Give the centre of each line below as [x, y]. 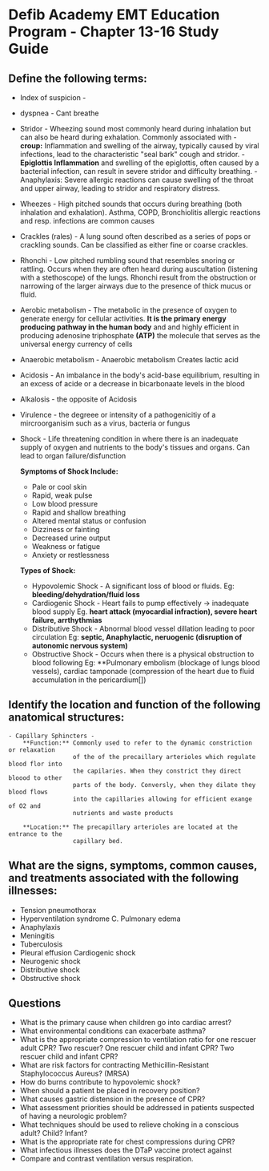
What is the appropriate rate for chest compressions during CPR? [127, 1142]
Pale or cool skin [59, 487]
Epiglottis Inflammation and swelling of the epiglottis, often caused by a [139, 163]
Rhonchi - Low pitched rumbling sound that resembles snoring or [127, 260]
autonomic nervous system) [80, 646]
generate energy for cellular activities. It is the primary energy [123, 319]
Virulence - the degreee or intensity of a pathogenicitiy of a [118, 415]
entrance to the [35, 834]
